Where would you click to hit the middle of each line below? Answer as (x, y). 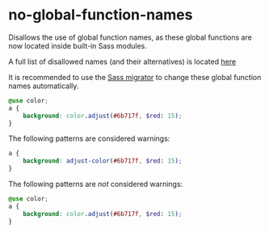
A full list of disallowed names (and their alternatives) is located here (122, 61)
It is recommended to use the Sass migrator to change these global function (135, 77)
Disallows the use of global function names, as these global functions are (130, 37)
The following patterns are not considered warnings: (96, 184)
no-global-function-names (101, 15)
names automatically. (44, 86)
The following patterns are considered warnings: (89, 138)
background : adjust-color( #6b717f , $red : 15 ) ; (103, 161)
